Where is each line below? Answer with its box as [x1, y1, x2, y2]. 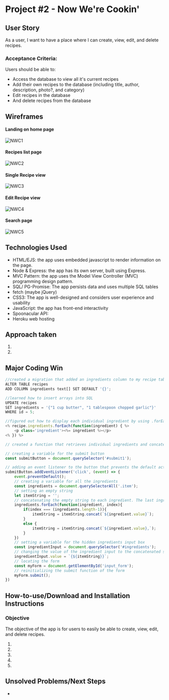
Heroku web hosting [12, 315, 55, 321]
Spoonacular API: [12, 310, 49, 316]
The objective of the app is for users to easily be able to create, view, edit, [5, 626, 158, 632]
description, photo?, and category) [12, 87, 84, 93]
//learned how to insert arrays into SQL [5, 395, 94, 401]
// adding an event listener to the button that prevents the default [5, 465, 156, 470]
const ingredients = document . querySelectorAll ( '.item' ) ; [14, 483, 138, 489]
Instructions [5, 599, 44, 608]
